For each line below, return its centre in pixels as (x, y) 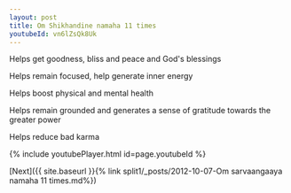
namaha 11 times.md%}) (53, 181)
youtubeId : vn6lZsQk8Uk (53, 34)
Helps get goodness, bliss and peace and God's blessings (115, 59)
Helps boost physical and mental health (81, 93)
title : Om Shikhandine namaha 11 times (83, 26)
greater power (35, 120)
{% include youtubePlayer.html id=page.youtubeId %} (108, 154)
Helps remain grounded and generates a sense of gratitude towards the (140, 111)
